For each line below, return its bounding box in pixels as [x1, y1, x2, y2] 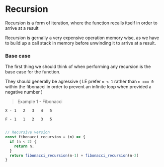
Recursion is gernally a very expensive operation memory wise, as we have [5, 35, 160, 41]
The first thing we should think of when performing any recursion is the [5, 63, 151, 70]
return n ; [14, 144, 35, 149]
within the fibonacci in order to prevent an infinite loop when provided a [5, 84, 152, 90]
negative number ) [5, 89, 43, 95]
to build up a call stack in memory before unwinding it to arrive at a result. [5, 40, 156, 46]
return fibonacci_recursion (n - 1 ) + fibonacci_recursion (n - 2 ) [9, 153, 139, 158]
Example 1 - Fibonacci [17, 99, 63, 105]
